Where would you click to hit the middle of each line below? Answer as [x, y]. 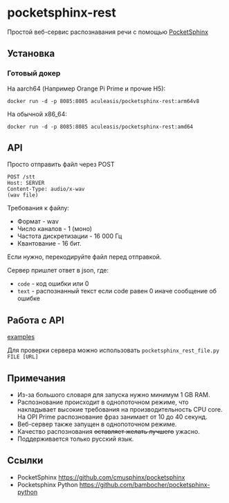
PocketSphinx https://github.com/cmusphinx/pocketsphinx [101, 477]
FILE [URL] [23, 357]
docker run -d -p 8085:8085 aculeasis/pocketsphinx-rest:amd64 [100, 127]
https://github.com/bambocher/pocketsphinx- [145, 484]
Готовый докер [34, 73]
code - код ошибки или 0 [53, 284]
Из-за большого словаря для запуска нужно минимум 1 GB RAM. [113, 395]
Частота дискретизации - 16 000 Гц [70, 236]
